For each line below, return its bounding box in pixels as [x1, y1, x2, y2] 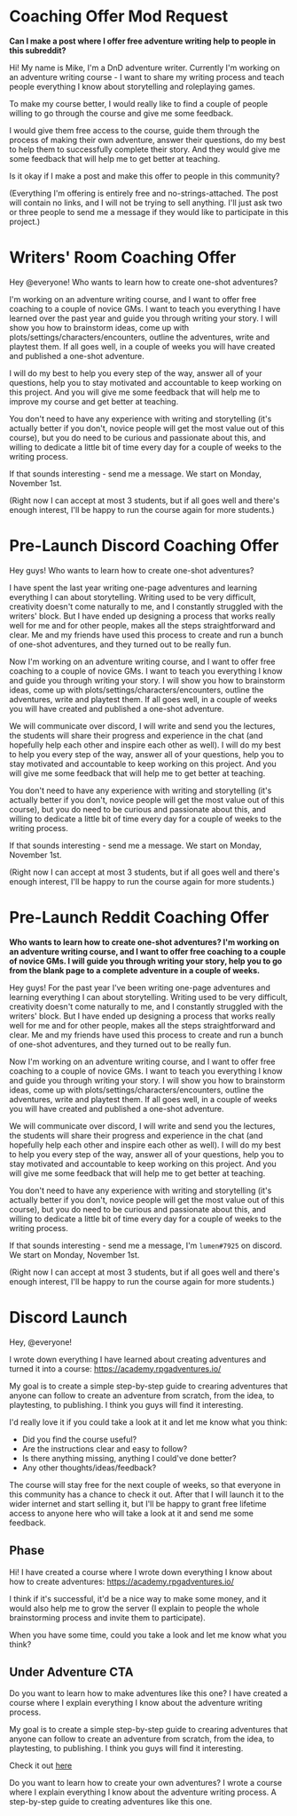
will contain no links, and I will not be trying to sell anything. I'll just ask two [9, 197, 283, 208]
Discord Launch [9, 1307, 128, 1327]
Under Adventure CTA [9, 1664, 134, 1679]
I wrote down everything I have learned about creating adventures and [9, 1354, 267, 1364]
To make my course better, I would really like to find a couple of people [9, 98, 269, 108]
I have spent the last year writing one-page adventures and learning [9, 582, 257, 593]
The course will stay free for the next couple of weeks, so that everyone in [9, 1479, 281, 1490]
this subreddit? [9, 44, 66, 55]
